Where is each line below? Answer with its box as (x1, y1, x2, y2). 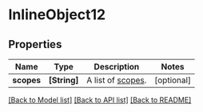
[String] (48, 74, 79, 86)
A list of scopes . (86, 74, 147, 86)
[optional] (154, 74, 192, 86)
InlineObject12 (8, 6, 106, 24)
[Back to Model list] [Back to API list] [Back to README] (8, 95, 192, 105)
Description (94, 62, 140, 72)
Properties (8, 38, 62, 51)
